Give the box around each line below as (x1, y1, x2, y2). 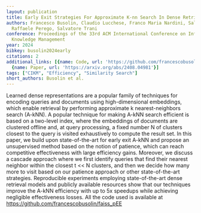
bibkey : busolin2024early (6, 48, 71, 54)
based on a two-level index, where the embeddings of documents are (6, 117, 178, 124)
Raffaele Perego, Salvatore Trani (11, 25, 98, 32)
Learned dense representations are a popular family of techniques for (6, 92, 178, 99)
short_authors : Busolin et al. (6, 75, 84, 81)
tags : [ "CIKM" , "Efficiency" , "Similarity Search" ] (6, 70, 138, 76)
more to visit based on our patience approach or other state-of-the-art (6, 168, 181, 175)
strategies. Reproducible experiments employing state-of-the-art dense (6, 175, 182, 182)
